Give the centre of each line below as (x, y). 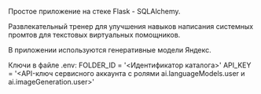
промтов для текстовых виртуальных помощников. (94, 35)
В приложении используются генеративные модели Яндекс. (110, 50)
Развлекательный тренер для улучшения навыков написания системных (131, 26)
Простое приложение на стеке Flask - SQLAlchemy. (94, 11)
